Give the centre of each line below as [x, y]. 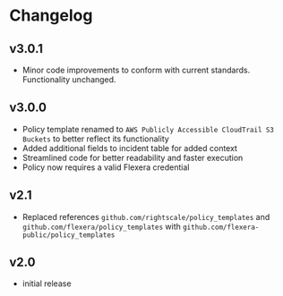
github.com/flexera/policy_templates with [102, 226]
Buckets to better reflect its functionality [96, 139]
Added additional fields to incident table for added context [129, 148]
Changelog [51, 16]
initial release [47, 283]
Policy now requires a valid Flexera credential [106, 167]
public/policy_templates [69, 235]
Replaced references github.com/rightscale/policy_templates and [146, 216]
